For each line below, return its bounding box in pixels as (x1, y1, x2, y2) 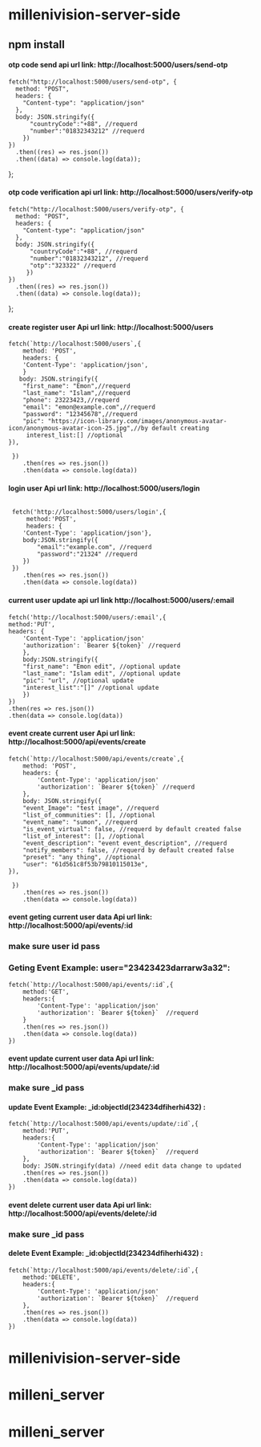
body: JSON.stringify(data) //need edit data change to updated (22, 1162, 242, 1170)
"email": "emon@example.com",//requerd (22, 403, 156, 411)
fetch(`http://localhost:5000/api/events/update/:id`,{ (8, 1120, 199, 1128)
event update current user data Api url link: (8, 1054, 155, 1063)
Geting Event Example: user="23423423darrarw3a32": (8, 962, 231, 973)
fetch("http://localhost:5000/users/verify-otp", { (8, 205, 184, 214)
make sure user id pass (8, 941, 100, 952)
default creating (151, 424, 210, 433)
